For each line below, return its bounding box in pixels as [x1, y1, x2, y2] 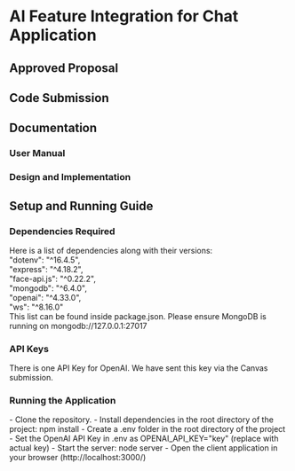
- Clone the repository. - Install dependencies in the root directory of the [9, 414, 274, 425]
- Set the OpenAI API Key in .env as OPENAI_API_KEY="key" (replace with [9, 433, 279, 444]
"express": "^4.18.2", [9, 263, 84, 274]
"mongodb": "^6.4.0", [9, 282, 87, 294]
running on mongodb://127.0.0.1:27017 [9, 320, 148, 331]
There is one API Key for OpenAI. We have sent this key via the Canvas [9, 363, 268, 373]
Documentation [9, 121, 98, 136]
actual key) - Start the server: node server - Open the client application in [9, 443, 278, 453]
